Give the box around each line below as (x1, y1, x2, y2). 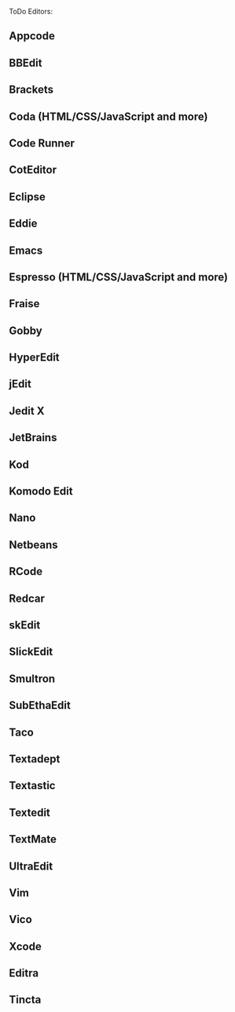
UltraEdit (9, 859, 53, 873)
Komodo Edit (9, 484, 73, 499)
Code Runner (9, 136, 75, 150)
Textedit (9, 806, 50, 819)
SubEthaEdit (9, 699, 72, 712)
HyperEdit (9, 350, 60, 365)
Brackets (9, 83, 54, 97)
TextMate (9, 832, 57, 846)
